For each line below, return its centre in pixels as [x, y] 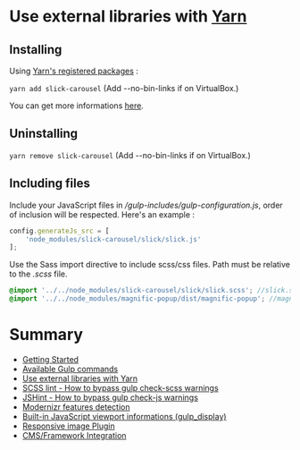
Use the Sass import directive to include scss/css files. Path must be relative [150, 265]
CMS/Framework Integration [74, 435]
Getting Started [50, 359]
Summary [46, 335]
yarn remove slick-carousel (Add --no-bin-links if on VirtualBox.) [130, 155]
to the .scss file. [39, 274]
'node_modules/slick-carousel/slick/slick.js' [113, 239]
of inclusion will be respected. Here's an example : [102, 214]
